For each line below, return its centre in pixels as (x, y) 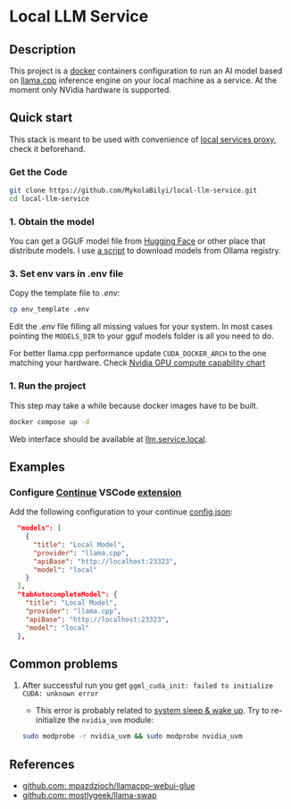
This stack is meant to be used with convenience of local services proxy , (143, 139)
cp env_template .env (50, 310)
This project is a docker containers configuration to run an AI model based (146, 71)
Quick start (41, 118)
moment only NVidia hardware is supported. (90, 90)
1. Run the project (48, 386)
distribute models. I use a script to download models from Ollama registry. (145, 251)
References (42, 764)
